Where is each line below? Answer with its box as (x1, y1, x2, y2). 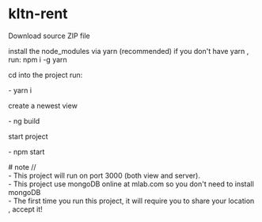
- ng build (8, 116, 40, 125)
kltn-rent (8, 5, 69, 23)
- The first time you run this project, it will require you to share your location (8, 196, 255, 205)
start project (8, 132, 49, 141)
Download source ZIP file (8, 31, 91, 40)
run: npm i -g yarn (8, 55, 67, 64)
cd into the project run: (8, 70, 83, 79)
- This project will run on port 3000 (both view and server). (8, 170, 200, 180)
